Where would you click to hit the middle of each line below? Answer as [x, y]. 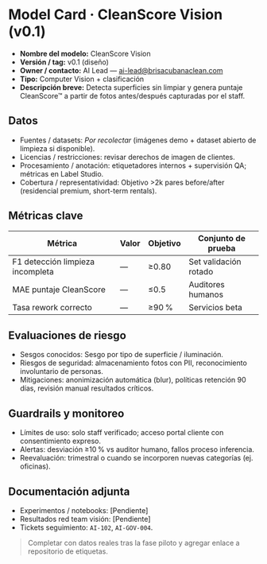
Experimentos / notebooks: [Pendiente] [84, 510]
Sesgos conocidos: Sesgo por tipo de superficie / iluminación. [122, 355]
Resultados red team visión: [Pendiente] [85, 519]
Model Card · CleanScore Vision [116, 15]
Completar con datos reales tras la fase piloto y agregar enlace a [133, 543]
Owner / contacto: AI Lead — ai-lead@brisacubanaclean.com [121, 70]
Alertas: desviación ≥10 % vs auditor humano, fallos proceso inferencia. [137, 449]
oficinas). [35, 466]
